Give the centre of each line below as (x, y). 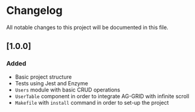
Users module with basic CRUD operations (68, 90)
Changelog (34, 11)
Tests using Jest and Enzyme (52, 83)
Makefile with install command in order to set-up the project (92, 102)
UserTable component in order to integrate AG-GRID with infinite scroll (102, 96)
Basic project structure (43, 77)
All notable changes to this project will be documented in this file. (88, 27)
